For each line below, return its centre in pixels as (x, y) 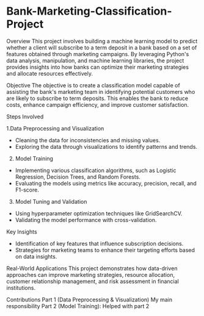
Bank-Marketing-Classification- (89, 11)
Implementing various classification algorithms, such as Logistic (96, 170)
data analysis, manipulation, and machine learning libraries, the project (95, 60)
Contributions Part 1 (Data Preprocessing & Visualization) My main (89, 300)
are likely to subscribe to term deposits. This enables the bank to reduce (97, 98)
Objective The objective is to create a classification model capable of (93, 85)
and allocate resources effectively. (50, 73)
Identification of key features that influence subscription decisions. (99, 243)
